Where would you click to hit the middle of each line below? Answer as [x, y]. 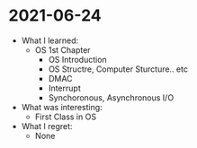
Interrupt [65, 88]
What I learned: [50, 40]
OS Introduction [77, 59]
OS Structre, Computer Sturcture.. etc [118, 69]
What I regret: [47, 126]
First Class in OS [65, 117]
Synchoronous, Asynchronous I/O [111, 97]
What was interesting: [62, 107]
